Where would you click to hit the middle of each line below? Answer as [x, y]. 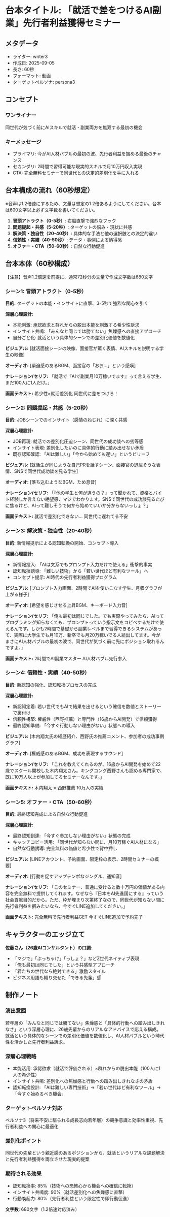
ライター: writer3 [30, 57]
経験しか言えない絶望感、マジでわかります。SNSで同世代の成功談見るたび [87, 499]
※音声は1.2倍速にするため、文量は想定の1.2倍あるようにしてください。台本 [83, 203]
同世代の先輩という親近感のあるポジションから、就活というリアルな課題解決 [85, 1153]
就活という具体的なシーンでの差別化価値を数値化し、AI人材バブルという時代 [85, 1035]
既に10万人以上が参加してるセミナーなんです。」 [55, 777]
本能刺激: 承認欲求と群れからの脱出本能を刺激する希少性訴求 [76, 325]
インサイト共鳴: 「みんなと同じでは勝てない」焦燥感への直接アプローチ [87, 331]
